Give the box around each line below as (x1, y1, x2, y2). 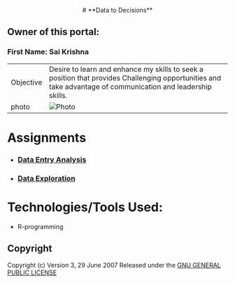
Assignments (7, 129, 87, 145)
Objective (10, 77, 43, 87)
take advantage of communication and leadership (48, 82, 212, 92)
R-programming (17, 222, 64, 231)
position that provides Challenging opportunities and (48, 73, 222, 82)
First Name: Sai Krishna (7, 47, 90, 57)
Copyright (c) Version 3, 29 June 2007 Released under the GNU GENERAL (7, 261, 222, 270)
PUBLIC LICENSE (7, 268, 57, 277)
